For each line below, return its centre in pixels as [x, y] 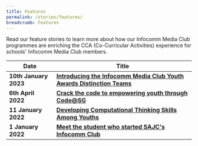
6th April [22, 93]
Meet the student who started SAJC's [110, 127]
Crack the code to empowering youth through [122, 93]
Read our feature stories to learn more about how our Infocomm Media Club [98, 39]
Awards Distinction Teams [94, 84]
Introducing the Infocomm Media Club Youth [120, 76]
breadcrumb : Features [33, 22]
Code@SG [71, 101]
